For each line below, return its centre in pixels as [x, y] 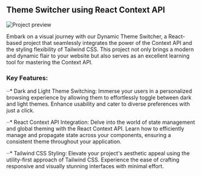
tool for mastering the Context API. [49, 62]
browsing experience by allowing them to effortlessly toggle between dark [99, 98]
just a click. [20, 110]
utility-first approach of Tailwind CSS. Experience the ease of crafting [93, 160]
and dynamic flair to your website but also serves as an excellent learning [98, 56]
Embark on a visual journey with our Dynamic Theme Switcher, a [87, 36]
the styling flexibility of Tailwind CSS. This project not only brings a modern [100, 49]
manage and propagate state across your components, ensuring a [89, 135]
